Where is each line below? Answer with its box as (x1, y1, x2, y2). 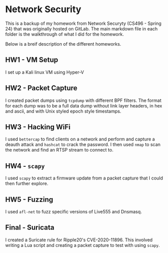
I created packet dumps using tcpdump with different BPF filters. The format (5, 97, 162, 103)
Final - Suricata (5, 223, 55, 232)
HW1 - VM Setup (5, 56, 58, 64)
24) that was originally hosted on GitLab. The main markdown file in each (5, 25, 158, 31)
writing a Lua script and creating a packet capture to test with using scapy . (5, 242, 160, 248)
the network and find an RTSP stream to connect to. (5, 147, 114, 153)
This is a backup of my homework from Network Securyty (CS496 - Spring (5, 20, 162, 26)
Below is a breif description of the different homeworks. (5, 41, 121, 47)
